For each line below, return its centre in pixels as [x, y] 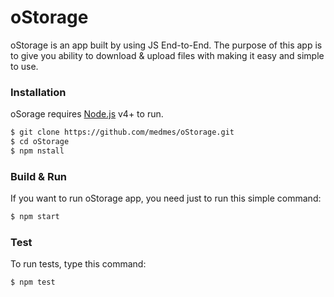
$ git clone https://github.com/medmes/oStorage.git [122, 132]
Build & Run [39, 176]
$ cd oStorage [40, 142]
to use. [24, 66]
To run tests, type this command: [78, 264]
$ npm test [33, 282]
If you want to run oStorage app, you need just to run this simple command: [166, 198]
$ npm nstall [37, 151]
